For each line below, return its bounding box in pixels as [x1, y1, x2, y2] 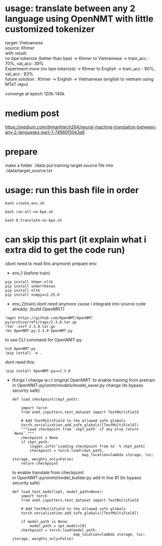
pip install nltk [5, 288, 40, 293]
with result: [5, 50, 28, 56]
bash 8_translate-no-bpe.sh [5, 218, 62, 222]
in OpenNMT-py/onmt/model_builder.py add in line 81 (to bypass [12, 474, 142, 481]
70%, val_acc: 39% [5, 61, 44, 66]
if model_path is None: [21, 519, 69, 524]
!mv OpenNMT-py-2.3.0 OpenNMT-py [5, 328, 73, 333]
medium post [5, 108, 59, 119]
